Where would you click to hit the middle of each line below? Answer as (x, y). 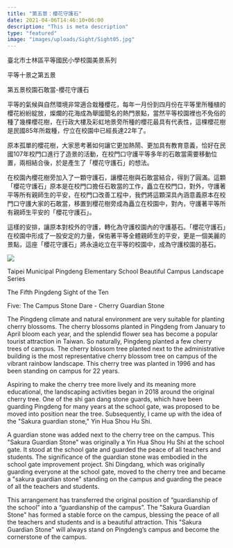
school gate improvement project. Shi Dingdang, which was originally (106, 465)
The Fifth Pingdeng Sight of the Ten (58, 292)
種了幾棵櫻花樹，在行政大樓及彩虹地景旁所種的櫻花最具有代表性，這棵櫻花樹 (116, 122)
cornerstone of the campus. (47, 537)
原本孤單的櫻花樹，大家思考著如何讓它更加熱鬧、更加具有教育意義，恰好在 (113, 145)
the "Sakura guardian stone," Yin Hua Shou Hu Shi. (80, 421)
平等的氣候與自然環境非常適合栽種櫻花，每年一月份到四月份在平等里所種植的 (116, 104)
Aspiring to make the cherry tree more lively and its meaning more (102, 385)
